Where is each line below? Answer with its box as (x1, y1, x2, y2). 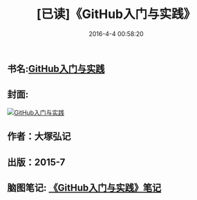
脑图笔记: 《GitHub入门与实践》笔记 (7, 181, 162, 194)
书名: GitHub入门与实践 (7, 63, 105, 75)
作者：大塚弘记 (7, 131, 71, 143)
